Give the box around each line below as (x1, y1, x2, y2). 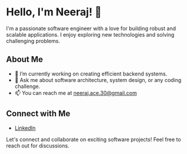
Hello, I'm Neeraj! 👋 (6, 5, 102, 19)
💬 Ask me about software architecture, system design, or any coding (14, 76, 182, 83)
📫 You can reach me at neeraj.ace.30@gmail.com (14, 89, 137, 96)
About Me (6, 54, 43, 64)
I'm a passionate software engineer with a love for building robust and (6, 25, 176, 32)
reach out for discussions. (6, 142, 70, 149)
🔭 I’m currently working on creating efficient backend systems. (14, 70, 168, 77)
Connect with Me (6, 109, 71, 119)
